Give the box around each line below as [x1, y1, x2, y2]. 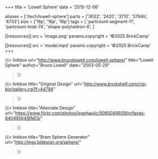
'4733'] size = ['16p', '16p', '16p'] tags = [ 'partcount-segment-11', [5, 19, 135, 24]
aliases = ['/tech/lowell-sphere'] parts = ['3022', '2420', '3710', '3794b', [5, 14, 148, 19]
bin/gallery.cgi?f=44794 [5, 86, 53, 92]
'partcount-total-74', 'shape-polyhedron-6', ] [5, 24, 95, 30]
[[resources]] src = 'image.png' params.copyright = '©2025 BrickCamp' [5, 33, 150, 39]
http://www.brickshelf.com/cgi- [84, 81, 147, 87]
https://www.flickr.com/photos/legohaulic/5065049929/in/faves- [15, 110, 146, 116]
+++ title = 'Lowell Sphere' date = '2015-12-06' [5, 4, 99, 10]
